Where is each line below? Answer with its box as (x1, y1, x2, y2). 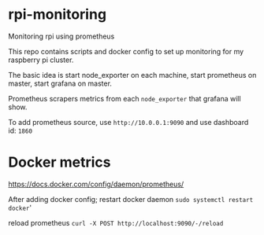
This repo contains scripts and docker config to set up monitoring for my (8, 46, 244, 56)
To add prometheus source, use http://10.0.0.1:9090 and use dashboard (8, 117, 249, 127)
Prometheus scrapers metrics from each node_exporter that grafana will (8, 94, 242, 103)
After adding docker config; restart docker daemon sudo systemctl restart (8, 194, 254, 204)
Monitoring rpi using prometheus (8, 31, 115, 41)
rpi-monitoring (8, 6, 107, 24)
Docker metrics (8, 153, 111, 171)
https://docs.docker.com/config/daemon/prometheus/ (8, 179, 184, 189)
